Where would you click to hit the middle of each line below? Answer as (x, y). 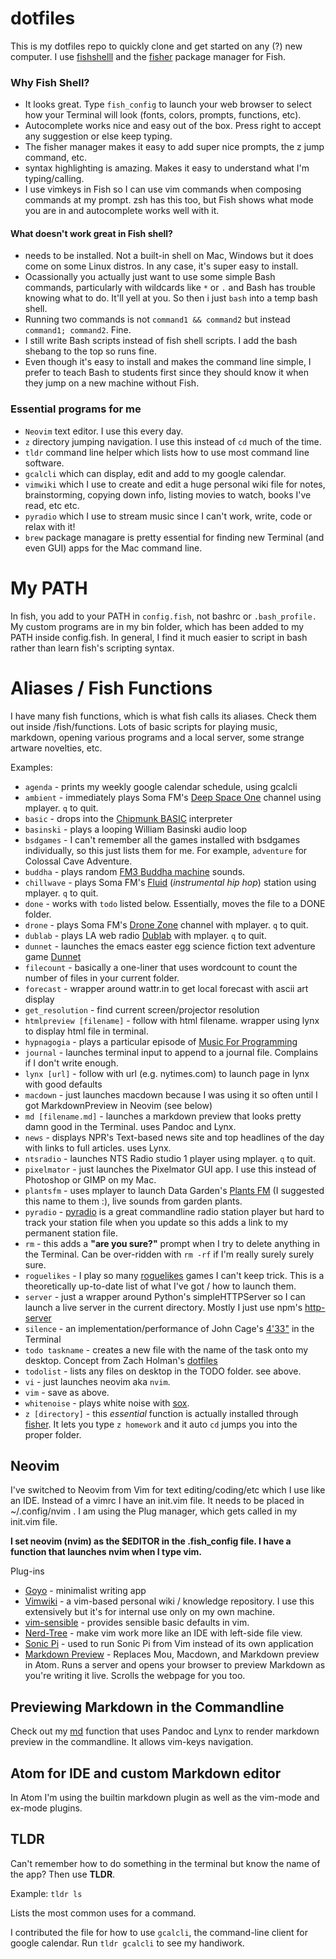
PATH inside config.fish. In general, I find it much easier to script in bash (159, 637)
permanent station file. (71, 1233)
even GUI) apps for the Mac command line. (113, 548)
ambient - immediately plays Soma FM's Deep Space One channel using (173, 797)
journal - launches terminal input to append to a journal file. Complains (171, 1052)
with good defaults (63, 1084)
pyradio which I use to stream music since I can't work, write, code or (168, 516)
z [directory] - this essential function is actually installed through (161, 1413)
